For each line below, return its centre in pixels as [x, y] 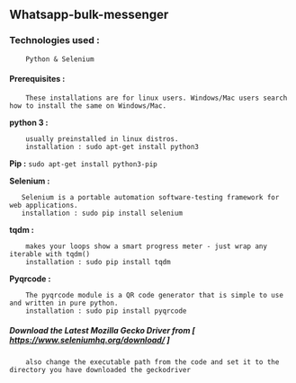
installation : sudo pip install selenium [102, 213]
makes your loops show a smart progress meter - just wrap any [147, 246]
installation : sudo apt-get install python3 [112, 147]
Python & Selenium [60, 59]
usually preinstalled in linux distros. [102, 138]
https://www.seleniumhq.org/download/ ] [90, 340]
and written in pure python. [64, 303]
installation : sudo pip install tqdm [98, 262]
